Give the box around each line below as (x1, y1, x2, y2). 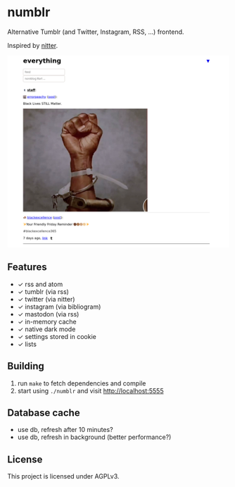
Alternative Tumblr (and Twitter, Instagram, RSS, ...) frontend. (7, 27, 184, 36)
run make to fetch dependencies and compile (17, 378, 146, 388)
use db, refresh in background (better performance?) (17, 433, 172, 441)
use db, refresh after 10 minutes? (17, 426, 114, 434)
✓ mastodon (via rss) (17, 309, 80, 318)
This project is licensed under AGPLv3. (7, 472, 120, 481)
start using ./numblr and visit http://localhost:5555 (17, 386, 164, 395)
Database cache (7, 407, 80, 419)
